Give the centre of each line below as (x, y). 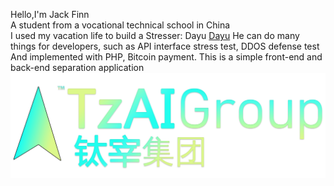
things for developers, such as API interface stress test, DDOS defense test (165, 46)
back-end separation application (77, 67)
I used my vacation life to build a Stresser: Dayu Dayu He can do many (155, 35)
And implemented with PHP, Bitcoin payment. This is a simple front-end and (166, 57)
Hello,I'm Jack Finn (50, 14)
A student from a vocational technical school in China (120, 25)
